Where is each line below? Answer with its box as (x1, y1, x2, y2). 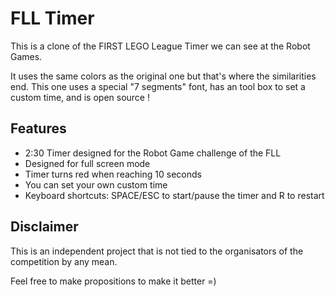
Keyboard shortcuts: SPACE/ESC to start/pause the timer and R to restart (24, 189, 325, 201)
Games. (10, 50, 43, 62)
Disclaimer (10, 218, 79, 236)
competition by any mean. (10, 255, 118, 267)
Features (10, 120, 67, 137)
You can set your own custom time (24, 178, 168, 191)
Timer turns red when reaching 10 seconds (24, 168, 202, 180)
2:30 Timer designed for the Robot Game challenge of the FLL (24, 147, 282, 159)
